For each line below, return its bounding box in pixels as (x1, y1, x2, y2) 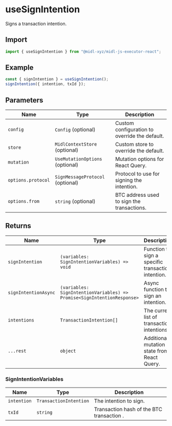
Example (5, 63, 34, 72)
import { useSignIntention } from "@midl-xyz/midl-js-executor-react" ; (5, 49, 161, 54)
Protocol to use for (115, 170, 160, 177)
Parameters (5, 96, 44, 105)
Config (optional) (54, 126, 96, 133)
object (60, 348, 76, 354)
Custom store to (115, 141, 154, 148)
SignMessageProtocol (54, 174, 105, 180)
